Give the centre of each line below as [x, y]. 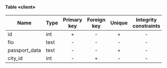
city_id [15, 58]
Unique [119, 23]
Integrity [146, 20]
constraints [146, 26]
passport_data [24, 50]
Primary [73, 20]
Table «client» [20, 7]
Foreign [96, 20]
